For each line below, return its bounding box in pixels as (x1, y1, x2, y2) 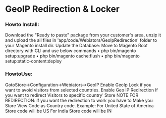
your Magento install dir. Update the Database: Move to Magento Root (5, 43, 148, 49)
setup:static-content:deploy (5, 58, 62, 64)
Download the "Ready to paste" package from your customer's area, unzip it (5, 32, 161, 38)
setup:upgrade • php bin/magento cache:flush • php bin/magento (5, 53, 140, 59)
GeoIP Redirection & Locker (5, 3, 120, 15)
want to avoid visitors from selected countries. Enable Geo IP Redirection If (5, 87, 158, 93)
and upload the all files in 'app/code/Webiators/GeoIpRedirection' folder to (5, 37, 157, 43)
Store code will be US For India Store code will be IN (5, 108, 112, 114)
